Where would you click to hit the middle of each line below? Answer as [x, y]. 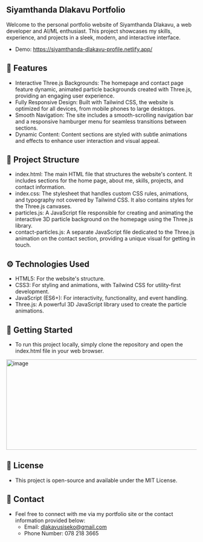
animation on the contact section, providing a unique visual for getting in [105, 239]
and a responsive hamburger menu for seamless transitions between [101, 121]
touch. [23, 245]
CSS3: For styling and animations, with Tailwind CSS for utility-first [98, 285]
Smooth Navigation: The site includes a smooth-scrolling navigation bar [104, 115]
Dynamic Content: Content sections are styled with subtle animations [101, 134]
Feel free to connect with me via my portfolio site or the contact [94, 514]
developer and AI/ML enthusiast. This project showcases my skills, [89, 31]
